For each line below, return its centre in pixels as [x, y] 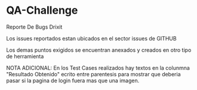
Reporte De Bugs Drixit [34, 27]
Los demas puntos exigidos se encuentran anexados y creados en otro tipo [99, 50]
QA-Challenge [42, 10]
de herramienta [25, 56]
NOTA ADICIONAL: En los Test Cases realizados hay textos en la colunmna [98, 68]
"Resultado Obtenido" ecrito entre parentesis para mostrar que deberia [93, 74]
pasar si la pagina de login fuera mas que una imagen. [73, 80]
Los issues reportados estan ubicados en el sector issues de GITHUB [92, 38]
